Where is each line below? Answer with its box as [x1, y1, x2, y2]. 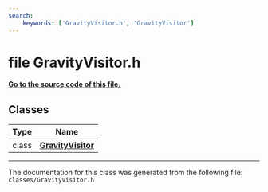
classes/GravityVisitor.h [8, 176, 94, 184]
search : [8, 11, 34, 20]
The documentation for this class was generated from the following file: [8, 168, 243, 178]
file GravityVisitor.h [8, 53, 141, 72]
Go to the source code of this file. [8, 80, 121, 89]
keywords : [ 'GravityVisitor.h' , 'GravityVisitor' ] [22, 19, 195, 27]
